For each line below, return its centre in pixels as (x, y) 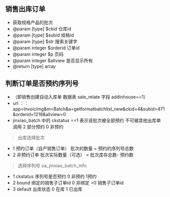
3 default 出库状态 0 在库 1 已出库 (47, 189)
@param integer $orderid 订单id (46, 48)
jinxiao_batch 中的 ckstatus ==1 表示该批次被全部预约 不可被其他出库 (84, 120)
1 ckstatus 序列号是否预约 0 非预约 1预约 (55, 176)
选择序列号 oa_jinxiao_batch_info (52, 165)
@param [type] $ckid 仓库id (42, 29)
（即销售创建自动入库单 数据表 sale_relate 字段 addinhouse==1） (80, 97)
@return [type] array (34, 66)
